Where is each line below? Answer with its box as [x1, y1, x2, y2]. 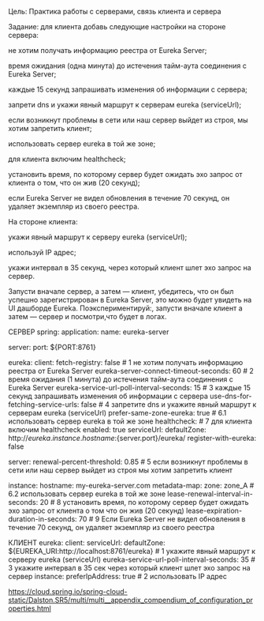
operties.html [8, 604, 51, 613]
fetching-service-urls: [8, 400, 80, 409]
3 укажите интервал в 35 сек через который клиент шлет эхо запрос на [8, 563, 251, 572]
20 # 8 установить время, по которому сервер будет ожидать [39, 498, 250, 506]
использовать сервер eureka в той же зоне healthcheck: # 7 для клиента [8, 416, 252, 426]
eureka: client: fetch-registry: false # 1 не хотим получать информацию [8, 358, 244, 367]
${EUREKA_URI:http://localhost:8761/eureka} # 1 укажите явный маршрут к [8, 547, 256, 555]
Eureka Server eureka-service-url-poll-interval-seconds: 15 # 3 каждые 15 [8, 383, 251, 392]
